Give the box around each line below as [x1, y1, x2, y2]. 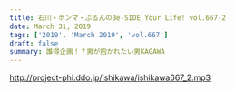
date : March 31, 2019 [9, 22, 92, 31]
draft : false [9, 38, 59, 48]
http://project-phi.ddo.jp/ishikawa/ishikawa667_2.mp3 [9, 72, 211, 83]
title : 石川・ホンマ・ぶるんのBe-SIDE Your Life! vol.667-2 [9, 13, 227, 23]
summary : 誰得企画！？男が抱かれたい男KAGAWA [9, 47, 165, 56]
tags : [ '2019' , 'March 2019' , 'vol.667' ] [9, 30, 169, 39]
